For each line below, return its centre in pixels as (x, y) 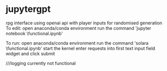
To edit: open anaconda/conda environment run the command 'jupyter (78, 28)
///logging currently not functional (41, 63)
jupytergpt (28, 9)
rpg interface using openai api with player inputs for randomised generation (84, 23)
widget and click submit (30, 54)
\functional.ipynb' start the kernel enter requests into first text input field (80, 48)
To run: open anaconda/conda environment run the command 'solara (77, 43)
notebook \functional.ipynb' (34, 33)
